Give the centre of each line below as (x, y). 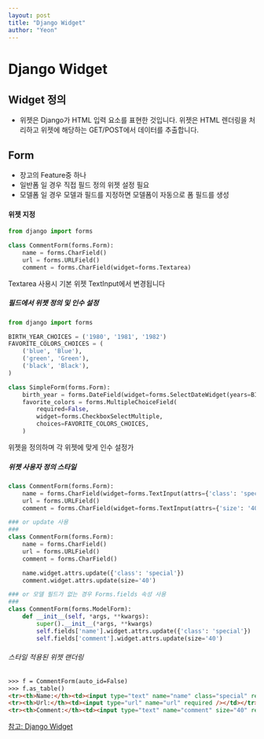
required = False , (63, 410)
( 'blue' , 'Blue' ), (52, 351)
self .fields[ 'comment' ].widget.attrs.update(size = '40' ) (130, 638)
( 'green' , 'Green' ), (56, 358)
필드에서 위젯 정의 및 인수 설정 (54, 303)
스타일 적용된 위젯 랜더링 (46, 657)
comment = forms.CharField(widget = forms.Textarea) (107, 267)
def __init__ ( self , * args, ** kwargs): (86, 617)
